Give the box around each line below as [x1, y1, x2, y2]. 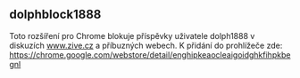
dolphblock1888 [9, 7, 102, 22]
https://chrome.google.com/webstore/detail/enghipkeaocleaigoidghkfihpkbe [9, 49, 291, 60]
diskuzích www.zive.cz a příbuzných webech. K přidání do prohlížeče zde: [9, 40, 283, 51]
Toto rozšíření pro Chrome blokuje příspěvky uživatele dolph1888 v [9, 30, 255, 41]
